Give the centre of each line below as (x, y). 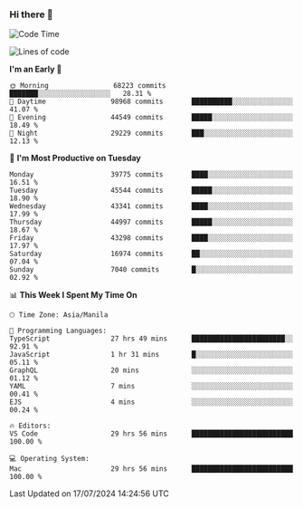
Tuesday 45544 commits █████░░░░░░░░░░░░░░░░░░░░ (151, 191)
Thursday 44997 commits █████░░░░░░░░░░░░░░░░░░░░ (151, 222)
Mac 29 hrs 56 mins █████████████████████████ (151, 469)
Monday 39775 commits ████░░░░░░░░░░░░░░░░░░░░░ (151, 175)
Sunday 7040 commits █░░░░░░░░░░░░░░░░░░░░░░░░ (151, 270)
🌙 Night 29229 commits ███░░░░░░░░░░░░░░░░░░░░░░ (151, 134)
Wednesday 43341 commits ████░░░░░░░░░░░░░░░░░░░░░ (151, 206)
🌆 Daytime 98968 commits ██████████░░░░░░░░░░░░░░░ (151, 102)
